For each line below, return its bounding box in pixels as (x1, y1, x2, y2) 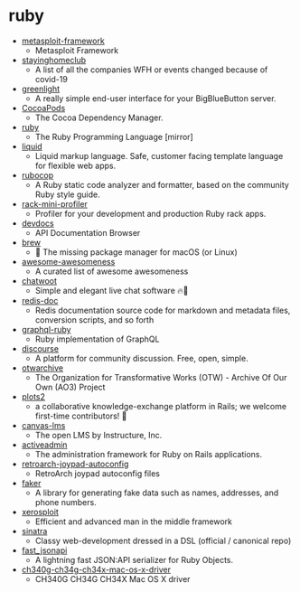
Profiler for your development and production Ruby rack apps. (34, 208, 267, 219)
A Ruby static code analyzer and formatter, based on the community (34, 179, 290, 190)
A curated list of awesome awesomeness (34, 266, 189, 277)
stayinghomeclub (21, 54, 87, 65)
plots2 (21, 390, 46, 402)
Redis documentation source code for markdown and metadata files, (34, 305, 291, 315)
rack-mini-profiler (21, 198, 88, 209)
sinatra (21, 525, 48, 536)
